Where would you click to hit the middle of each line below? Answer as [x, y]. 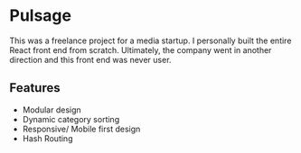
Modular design [52, 110]
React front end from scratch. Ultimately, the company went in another [141, 49]
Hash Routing [47, 138]
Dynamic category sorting [71, 119]
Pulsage [41, 16]
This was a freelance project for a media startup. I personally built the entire [150, 40]
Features [35, 88]
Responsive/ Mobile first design [81, 129]
